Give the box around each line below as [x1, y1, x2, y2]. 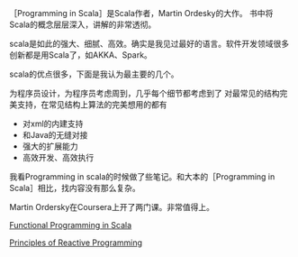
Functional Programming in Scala [9, 220, 132, 230]
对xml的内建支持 [22, 118, 84, 129]
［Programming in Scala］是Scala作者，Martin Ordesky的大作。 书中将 [9, 8, 274, 18]
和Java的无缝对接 [22, 130, 88, 140]
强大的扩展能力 [22, 141, 78, 151]
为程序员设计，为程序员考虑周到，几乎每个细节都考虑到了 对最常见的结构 [9, 88, 280, 98]
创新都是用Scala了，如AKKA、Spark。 [9, 50, 153, 60]
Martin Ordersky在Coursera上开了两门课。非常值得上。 [9, 202, 214, 212]
